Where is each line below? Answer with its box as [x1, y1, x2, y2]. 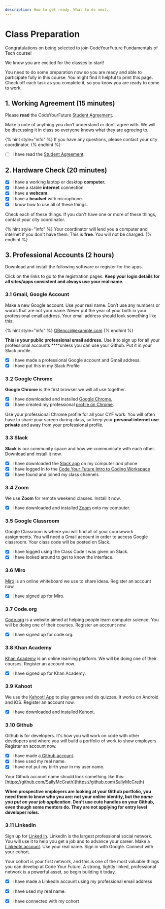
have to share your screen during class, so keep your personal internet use [5, 417, 159, 423]
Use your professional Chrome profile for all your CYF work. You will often [5, 411, 155, 417]
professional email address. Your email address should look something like [5, 313, 157, 319]
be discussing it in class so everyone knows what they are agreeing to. [5, 127, 149, 133]
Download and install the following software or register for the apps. [5, 264, 143, 270]
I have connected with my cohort [12, 898, 79, 904]
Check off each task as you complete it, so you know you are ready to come [5, 79, 160, 85]
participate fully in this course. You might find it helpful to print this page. [5, 74, 153, 80]
